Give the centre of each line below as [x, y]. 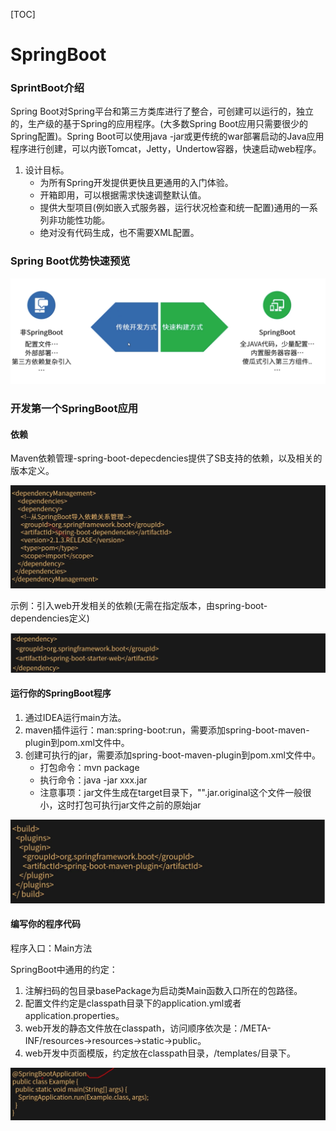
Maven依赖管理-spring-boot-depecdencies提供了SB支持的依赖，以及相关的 [166, 458]
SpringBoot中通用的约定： [64, 969]
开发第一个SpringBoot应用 [74, 409]
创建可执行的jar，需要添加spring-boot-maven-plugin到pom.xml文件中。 [172, 755]
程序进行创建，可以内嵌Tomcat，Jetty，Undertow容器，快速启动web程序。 [166, 149]
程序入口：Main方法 [51, 948]
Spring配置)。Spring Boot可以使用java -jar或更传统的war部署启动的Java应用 [167, 136]
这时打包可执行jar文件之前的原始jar [129, 805]
